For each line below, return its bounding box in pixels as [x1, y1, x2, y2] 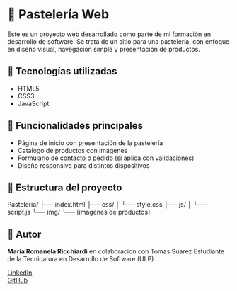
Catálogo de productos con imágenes [17, 146, 128, 154]
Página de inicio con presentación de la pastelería [17, 138, 163, 147]
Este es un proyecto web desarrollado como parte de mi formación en [7, 30, 211, 38]
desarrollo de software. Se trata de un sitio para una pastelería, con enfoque [7, 37, 230, 45]
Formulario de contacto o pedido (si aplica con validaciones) [17, 154, 195, 162]
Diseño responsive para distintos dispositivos [17, 161, 150, 169]
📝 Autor [7, 228, 42, 240]
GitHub [7, 276, 28, 285]
